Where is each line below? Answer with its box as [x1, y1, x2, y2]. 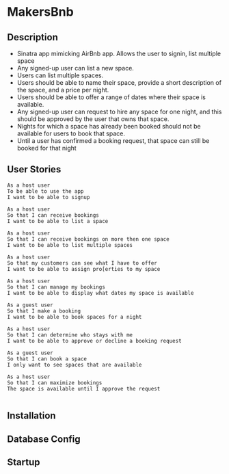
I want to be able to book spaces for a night [7, 313, 142, 320]
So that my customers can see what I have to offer [7, 259, 157, 267]
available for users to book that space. [16, 129, 125, 137]
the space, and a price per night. [16, 86, 109, 94]
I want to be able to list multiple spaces [7, 241, 133, 248]
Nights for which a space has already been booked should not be [16, 122, 201, 130]
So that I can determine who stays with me [7, 331, 133, 339]
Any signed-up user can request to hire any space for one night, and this [16, 107, 222, 116]
